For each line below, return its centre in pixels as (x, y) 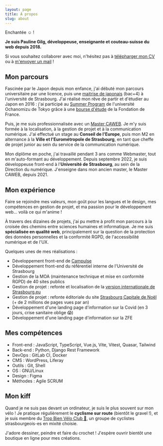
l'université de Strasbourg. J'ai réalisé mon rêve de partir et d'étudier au (77, 99)
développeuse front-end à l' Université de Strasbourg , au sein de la (72, 164)
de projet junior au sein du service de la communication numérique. (73, 144)
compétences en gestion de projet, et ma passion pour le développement (78, 207)
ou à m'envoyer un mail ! (30, 62)
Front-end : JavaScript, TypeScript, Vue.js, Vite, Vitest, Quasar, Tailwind (84, 345)
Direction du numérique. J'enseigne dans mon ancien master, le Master (76, 169)
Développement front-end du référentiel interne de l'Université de (78, 266)
